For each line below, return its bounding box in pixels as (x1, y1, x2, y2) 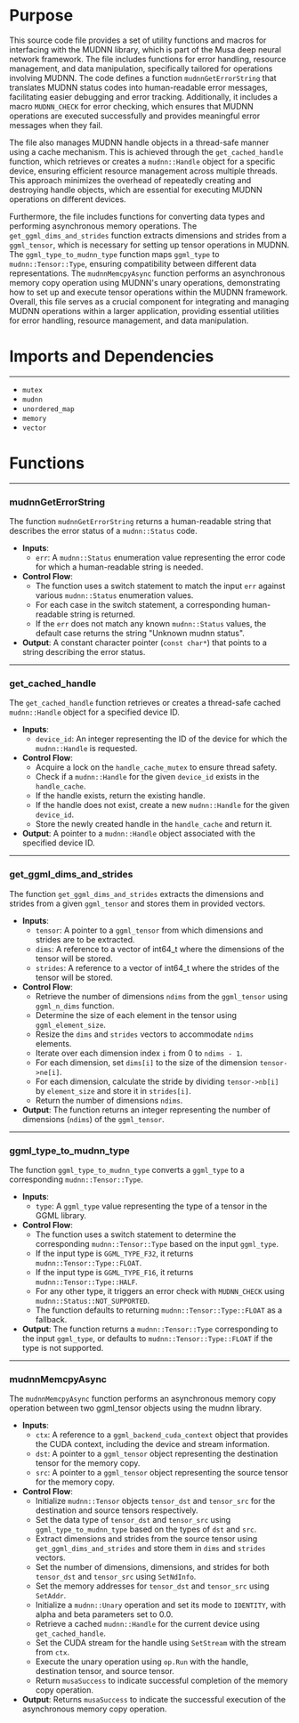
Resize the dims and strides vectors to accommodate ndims (35, 1029, 255, 1039)
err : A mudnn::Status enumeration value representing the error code (35, 553, 286, 563)
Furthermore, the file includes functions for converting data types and (9, 211, 265, 222)
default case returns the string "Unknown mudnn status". (35, 628, 245, 639)
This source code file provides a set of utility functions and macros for (9, 35, 267, 45)
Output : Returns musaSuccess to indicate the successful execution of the (21, 1695, 287, 1705)
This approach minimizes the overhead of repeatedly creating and (9, 174, 252, 185)
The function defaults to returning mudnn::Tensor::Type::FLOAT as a (35, 1305, 283, 1315)
